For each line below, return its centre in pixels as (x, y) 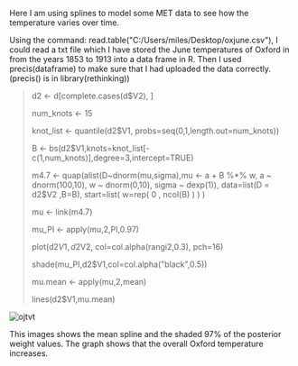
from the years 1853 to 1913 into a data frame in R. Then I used (126, 59)
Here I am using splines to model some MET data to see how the (129, 13)
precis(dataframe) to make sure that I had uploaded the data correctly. (140, 69)
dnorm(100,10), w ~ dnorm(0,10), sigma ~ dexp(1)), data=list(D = (150, 185)
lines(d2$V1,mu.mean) (73, 299)
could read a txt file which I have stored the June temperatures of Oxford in (149, 50)
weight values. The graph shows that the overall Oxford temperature (136, 343)
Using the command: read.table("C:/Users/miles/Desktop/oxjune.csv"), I (144, 40)
